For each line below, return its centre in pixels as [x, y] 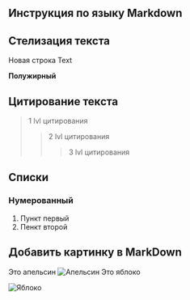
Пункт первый [44, 218]
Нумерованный [41, 201]
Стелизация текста [59, 41]
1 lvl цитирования [58, 121]
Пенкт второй [44, 226]
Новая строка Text [40, 61]
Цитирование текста [63, 101]
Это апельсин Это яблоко [74, 272]
